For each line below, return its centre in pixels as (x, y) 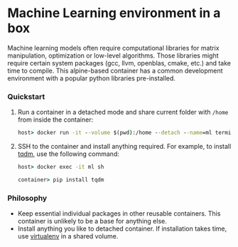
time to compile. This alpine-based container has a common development (115, 70)
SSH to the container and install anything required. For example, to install (124, 147)
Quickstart (26, 96)
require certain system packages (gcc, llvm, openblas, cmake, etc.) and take (119, 63)
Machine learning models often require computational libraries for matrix (113, 48)
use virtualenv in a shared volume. (68, 236)
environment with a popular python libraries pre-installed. (92, 78)
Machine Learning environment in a (114, 13)
